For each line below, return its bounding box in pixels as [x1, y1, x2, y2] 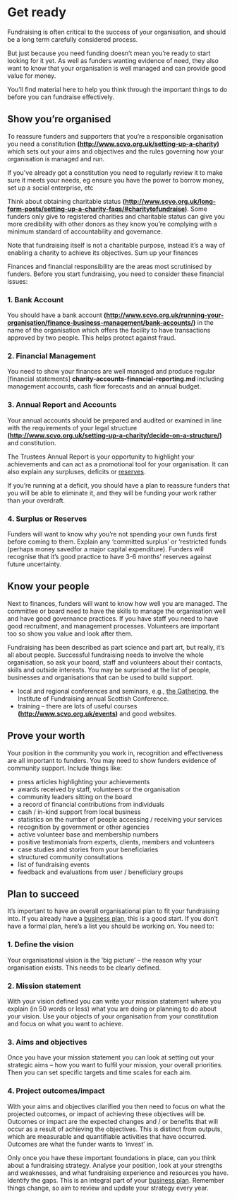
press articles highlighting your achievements [17, 777, 150, 786]
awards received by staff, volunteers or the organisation [17, 785, 181, 793]
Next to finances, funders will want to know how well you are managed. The [7, 599, 228, 607]
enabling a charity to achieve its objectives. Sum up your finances [7, 248, 199, 257]
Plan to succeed [7, 888, 80, 900]
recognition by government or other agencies [17, 822, 150, 831]
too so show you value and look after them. [7, 629, 133, 638]
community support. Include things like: [7, 764, 122, 772]
